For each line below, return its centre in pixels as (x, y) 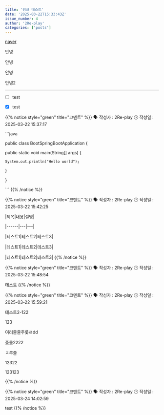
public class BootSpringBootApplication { (46, 143)
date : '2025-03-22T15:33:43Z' (36, 14)
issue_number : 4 (21, 19)
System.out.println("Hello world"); (42, 162)
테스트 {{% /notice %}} (28, 285)
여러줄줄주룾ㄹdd (21, 332)
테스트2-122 (17, 312)
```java (11, 134)
